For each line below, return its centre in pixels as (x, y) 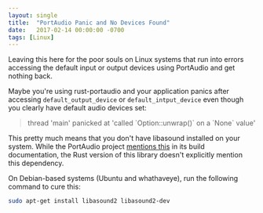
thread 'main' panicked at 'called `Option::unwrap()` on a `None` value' (141, 123)
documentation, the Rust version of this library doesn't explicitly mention (126, 155)
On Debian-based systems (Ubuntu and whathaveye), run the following (123, 179)
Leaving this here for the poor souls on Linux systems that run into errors (126, 60)
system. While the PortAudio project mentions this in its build (107, 146)
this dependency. (36, 163)
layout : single (33, 15)
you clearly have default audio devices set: (77, 108)
